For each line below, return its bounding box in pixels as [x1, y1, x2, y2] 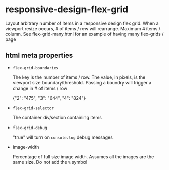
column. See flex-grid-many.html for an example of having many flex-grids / [5, 31, 164, 37]
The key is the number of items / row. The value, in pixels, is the [12, 74, 146, 80]
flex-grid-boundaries [12, 65, 58, 70]
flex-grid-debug [12, 125, 47, 130]
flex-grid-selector [12, 105, 54, 111]
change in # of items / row [12, 85, 68, 91]
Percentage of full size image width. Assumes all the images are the [12, 153, 154, 160]
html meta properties [5, 51, 73, 60]
